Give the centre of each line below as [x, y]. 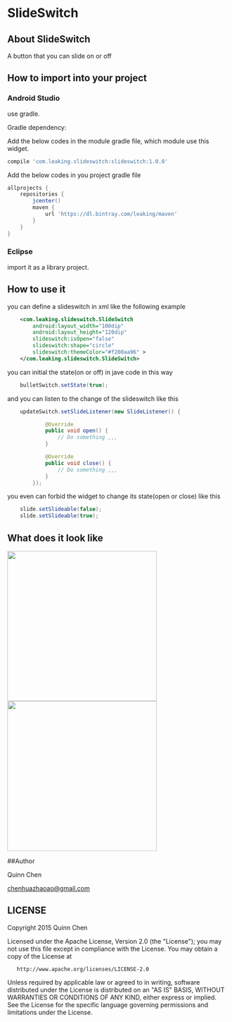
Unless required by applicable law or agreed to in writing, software [104, 982]
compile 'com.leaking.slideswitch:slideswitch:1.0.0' [88, 161]
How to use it [37, 290]
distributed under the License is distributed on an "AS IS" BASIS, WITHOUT [116, 990]
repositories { [42, 194]
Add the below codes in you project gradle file [74, 175]
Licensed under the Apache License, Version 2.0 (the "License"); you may [115, 941]
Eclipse [20, 252]
